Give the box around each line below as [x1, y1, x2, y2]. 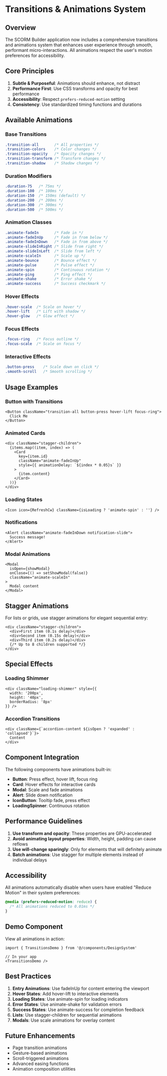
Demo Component [5, 922, 63, 931]
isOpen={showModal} [9, 566, 50, 571]
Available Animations [5, 116, 73, 124]
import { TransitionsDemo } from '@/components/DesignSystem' [5, 945, 137, 950]
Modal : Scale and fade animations [12, 787, 83, 793]
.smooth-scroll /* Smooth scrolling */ [5, 369, 93, 374]
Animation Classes [5, 219, 52, 226]
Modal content [9, 584, 39, 589]
